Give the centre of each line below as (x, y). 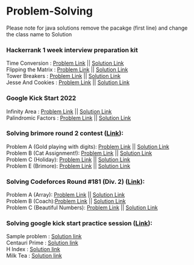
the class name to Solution (39, 34)
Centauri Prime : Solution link (42, 243)
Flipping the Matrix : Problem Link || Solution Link (67, 70)
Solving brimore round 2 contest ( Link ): (65, 133)
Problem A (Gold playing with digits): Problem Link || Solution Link (88, 146)
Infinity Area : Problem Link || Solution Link (59, 111)
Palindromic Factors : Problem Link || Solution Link (69, 118)
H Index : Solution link (33, 249)
